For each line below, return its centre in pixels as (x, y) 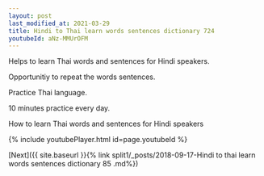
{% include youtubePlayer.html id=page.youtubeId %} (98, 140)
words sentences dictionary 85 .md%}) (73, 164)
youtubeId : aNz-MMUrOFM (48, 38)
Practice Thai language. (48, 93)
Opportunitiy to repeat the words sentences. (82, 77)
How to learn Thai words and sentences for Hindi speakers (106, 124)
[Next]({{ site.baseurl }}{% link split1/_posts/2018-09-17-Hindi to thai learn (132, 155)
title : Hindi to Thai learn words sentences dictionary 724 (112, 31)
